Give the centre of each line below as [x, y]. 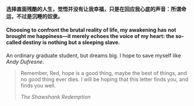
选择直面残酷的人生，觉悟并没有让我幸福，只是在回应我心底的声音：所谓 [93, 9]
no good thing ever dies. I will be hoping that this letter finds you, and [104, 79]
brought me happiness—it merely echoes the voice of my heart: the [90, 36]
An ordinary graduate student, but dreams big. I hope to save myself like [93, 55]
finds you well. [38, 86]
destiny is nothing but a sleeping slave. [71, 42]
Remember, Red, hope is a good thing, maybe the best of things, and [103, 73]
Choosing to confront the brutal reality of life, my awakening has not [91, 30]
